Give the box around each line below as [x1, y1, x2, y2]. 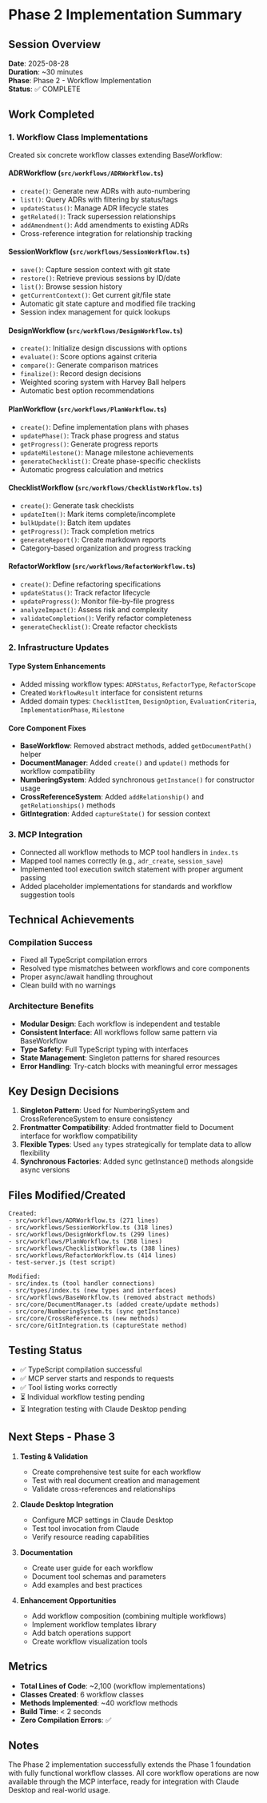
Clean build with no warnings [19, 980, 116, 990]
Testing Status [8, 1343, 82, 1357]
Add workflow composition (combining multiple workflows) [31, 1611, 226, 1621]
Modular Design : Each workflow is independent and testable [19, 1019, 221, 1028]
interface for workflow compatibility [19, 1131, 138, 1141]
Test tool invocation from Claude [31, 1523, 140, 1533]
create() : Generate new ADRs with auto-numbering [19, 186, 190, 195]
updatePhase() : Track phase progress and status [19, 431, 180, 440]
